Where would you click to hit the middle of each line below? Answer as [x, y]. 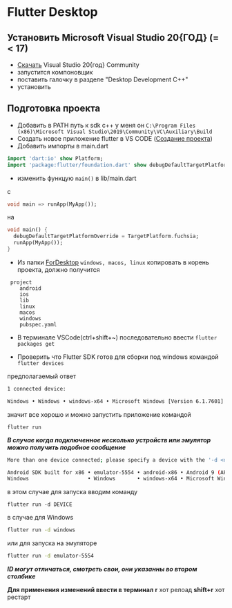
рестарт [19, 597]
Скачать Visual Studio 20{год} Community [78, 65]
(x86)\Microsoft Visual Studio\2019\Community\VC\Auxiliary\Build [115, 132]
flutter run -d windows [41, 530]
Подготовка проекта [54, 109]
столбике [21, 576]
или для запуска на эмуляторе [52, 543]
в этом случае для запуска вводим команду [72, 492]
